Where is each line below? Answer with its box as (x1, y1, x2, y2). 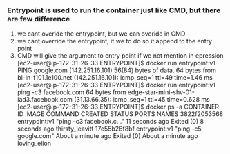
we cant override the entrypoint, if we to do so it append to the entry (17, 37, 213, 45)
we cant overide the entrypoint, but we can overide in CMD (17, 30, 186, 38)
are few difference (7, 14, 70, 23)
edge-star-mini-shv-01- (127, 88, 195, 96)
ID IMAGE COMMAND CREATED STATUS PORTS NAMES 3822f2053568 (17, 110, 224, 118)
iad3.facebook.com (17, 96, 73, 104)
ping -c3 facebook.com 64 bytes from (17, 88, 126, 96)
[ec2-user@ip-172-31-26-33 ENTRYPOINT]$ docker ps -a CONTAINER (17, 102, 220, 111)
